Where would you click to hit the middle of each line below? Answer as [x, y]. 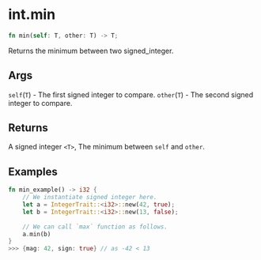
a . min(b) [37, 234]
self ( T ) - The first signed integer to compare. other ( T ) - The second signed [131, 94]
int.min [32, 15]
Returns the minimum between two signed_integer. [91, 51]
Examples [33, 171]
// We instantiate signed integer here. [90, 198]
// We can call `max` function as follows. [95, 227]
